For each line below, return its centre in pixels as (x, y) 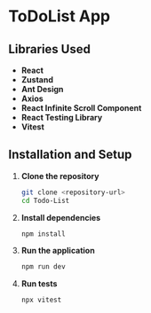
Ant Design (42, 89)
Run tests (39, 284)
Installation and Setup (70, 155)
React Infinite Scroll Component (81, 108)
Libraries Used (49, 49)
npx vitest (41, 300)
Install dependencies (61, 217)
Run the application (58, 251)
